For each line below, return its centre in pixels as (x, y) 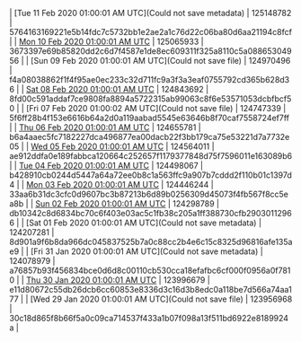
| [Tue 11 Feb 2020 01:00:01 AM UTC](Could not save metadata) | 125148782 (150, 13)
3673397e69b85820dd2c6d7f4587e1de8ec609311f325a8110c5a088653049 (150, 51)
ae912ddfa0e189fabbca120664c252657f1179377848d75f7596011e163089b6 (151, 156)
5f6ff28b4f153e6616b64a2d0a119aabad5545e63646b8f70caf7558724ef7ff (150, 118)
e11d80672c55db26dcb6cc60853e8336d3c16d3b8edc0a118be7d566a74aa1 (150, 289)
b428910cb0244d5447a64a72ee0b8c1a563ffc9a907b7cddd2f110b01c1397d (150, 175)
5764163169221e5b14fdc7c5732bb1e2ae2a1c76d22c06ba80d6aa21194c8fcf (150, 32)
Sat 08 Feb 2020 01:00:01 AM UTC (90, 89)
